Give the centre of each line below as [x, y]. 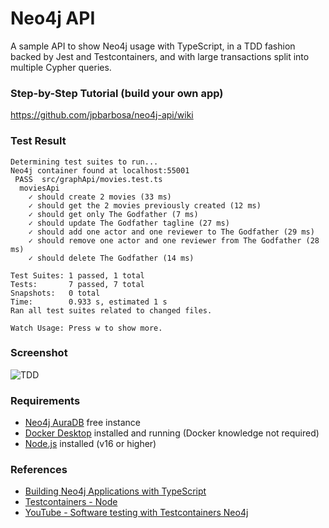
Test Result [38, 141]
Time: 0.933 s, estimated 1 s [89, 302]
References [39, 470]
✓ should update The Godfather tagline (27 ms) [129, 223]
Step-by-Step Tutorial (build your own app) [117, 93]
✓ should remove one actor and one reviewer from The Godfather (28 [174, 240]
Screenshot [39, 353]
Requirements [45, 400]
